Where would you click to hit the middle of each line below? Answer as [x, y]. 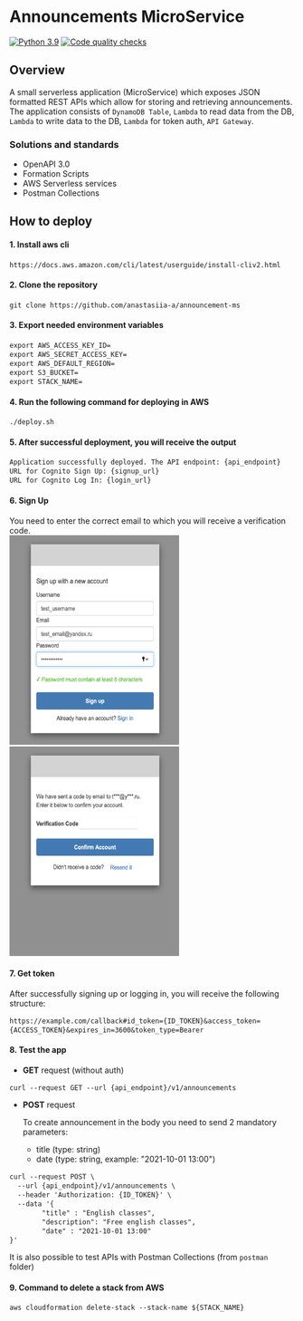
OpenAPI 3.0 [46, 164]
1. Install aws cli [39, 245]
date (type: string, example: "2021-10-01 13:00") [126, 1159]
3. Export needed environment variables [87, 325]
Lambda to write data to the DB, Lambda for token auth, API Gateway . [132, 121]
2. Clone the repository [53, 285]
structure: [28, 1003]
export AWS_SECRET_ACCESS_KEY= [68, 355]
